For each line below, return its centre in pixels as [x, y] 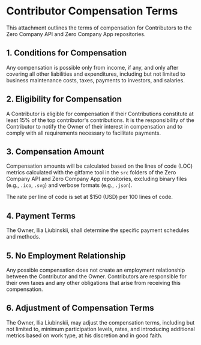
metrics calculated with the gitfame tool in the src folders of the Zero [91, 172]
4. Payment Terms [41, 215]
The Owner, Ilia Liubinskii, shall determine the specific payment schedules [98, 230]
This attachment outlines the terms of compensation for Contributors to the [99, 28]
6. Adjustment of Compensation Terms [80, 308]
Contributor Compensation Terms [92, 11]
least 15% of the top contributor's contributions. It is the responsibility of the [100, 120]
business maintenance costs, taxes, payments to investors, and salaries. [95, 80]
